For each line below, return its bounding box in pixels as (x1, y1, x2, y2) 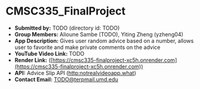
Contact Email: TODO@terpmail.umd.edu (14, 76, 119, 83)
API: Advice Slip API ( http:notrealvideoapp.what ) (14, 69, 137, 76)
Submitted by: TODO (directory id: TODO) (14, 24, 120, 31)
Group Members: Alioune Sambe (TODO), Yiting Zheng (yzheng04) (14, 30, 184, 38)
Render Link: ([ (14, 56, 53, 64)
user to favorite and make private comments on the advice (14, 44, 161, 51)
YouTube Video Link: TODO (14, 50, 85, 57)
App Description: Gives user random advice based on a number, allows (14, 37, 194, 44)
